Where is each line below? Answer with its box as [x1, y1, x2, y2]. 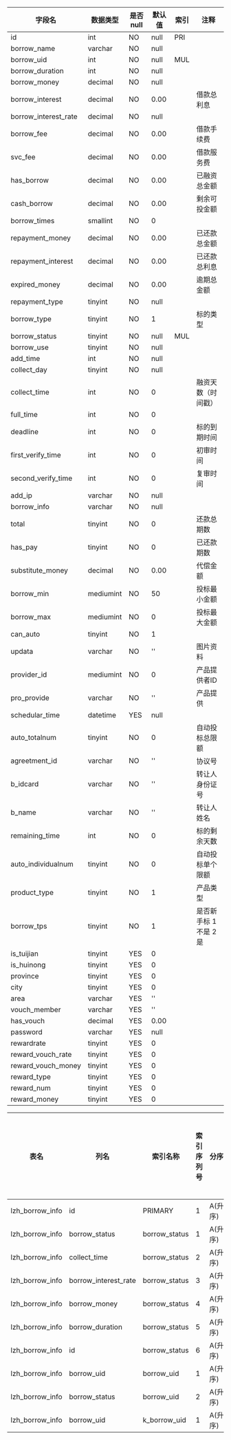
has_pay [10, 542, 38, 552]
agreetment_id [10, 756, 57, 765]
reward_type [10, 1072, 52, 1081]
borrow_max [10, 613, 52, 621]
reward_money [10, 1095, 59, 1104]
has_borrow [10, 176, 49, 185]
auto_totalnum [10, 733, 57, 742]
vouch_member [10, 1005, 61, 1014]
